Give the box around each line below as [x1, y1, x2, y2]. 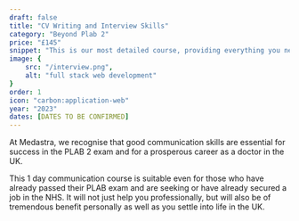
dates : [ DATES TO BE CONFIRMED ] [9, 112, 129, 121]
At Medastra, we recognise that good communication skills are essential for [9, 137, 286, 148]
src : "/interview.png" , [25, 63, 114, 72]
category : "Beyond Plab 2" [9, 29, 109, 38]
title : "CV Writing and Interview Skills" [9, 21, 169, 30]
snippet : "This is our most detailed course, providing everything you [9, 46, 280, 55]
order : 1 [9, 87, 42, 96]
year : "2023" [9, 104, 58, 113]
